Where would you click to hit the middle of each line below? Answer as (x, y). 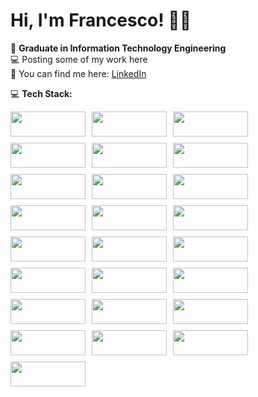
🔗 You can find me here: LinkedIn (78, 73)
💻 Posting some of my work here (79, 59)
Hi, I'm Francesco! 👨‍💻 (101, 20)
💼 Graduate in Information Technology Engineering (118, 48)
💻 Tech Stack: (41, 93)
